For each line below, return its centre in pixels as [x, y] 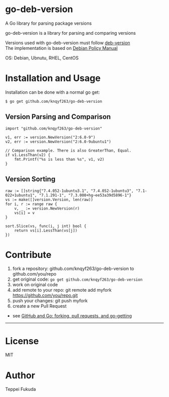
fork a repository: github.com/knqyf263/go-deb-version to [73, 269]
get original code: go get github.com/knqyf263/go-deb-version [77, 279]
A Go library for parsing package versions [49, 23]
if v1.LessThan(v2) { [28, 155]
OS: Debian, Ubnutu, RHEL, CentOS [42, 58]
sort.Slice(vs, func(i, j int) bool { [46, 226]
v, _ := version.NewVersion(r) [47, 208]
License [22, 341]
